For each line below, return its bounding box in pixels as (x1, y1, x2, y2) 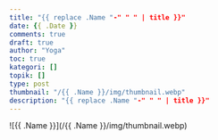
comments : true (9, 29, 66, 38)
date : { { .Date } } (9, 21, 78, 30)
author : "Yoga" (9, 46, 66, 55)
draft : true (9, 37, 54, 47)
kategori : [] (9, 63, 58, 72)
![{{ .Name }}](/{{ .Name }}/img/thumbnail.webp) (9, 120, 188, 131)
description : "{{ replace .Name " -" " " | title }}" (9, 95, 210, 105)
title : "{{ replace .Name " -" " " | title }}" (9, 12, 186, 22)
